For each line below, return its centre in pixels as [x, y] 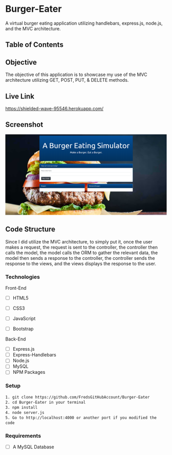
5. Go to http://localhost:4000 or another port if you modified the [81, 418]
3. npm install [21, 407]
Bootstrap [23, 329]
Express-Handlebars [34, 355]
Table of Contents [35, 45]
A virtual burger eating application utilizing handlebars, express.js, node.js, [84, 23]
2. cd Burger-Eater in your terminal [46, 402]
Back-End [16, 339]
